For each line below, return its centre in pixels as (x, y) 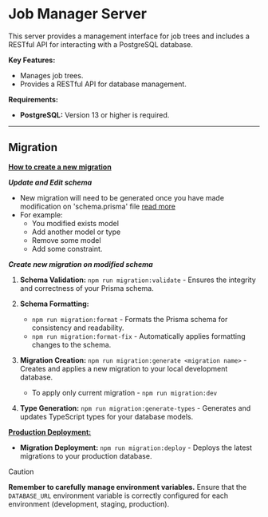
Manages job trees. (51, 75)
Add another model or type (76, 232)
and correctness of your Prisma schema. (87, 288)
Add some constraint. (67, 249)
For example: (41, 215)
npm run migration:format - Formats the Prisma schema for (130, 319)
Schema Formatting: (54, 304)
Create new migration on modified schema (81, 264)
